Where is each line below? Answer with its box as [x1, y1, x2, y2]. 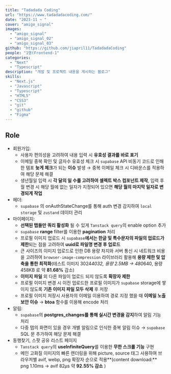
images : [5, 27, 22, 32]
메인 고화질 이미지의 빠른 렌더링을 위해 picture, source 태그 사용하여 [20, 350, 157, 356]
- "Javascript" [10, 83, 42, 89]
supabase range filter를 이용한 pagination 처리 [20, 228, 116, 234]
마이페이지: [12, 215, 35, 222]
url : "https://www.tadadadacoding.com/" [5, 12, 93, 17]
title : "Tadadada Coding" [5, 7, 60, 13]
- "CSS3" [10, 98, 29, 103]
